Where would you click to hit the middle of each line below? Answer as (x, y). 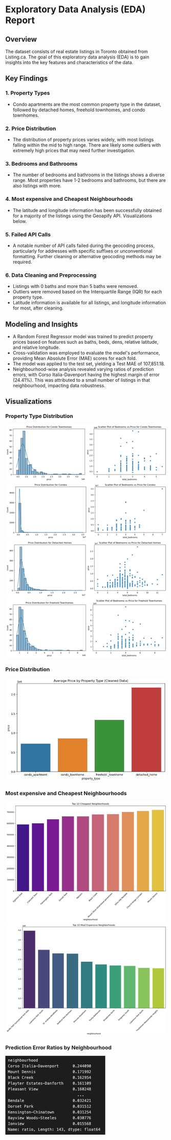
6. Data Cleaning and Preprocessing (51, 275)
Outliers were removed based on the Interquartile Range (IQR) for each (87, 292)
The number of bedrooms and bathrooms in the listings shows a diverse (89, 175)
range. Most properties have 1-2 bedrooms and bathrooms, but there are (89, 180)
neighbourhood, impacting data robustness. (59, 385)
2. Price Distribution (31, 128)
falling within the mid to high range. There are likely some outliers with (87, 145)
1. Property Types (28, 93)
